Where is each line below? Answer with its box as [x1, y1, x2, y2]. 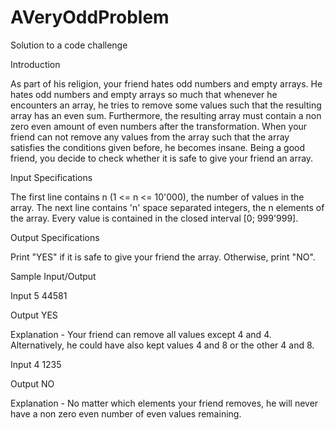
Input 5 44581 [10, 289, 68, 301]
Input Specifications [10, 171, 93, 183]
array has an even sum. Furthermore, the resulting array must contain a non [10, 109, 322, 121]
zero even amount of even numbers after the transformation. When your [10, 120, 308, 132]
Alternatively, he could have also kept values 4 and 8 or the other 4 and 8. [10, 339, 315, 351]
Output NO [10, 377, 55, 390]
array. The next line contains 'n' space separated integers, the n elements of [10, 201, 325, 213]
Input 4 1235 [10, 358, 62, 370]
